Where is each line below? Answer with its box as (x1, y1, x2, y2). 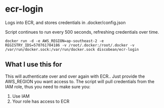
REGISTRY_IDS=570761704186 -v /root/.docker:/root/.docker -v (5, 43, 135, 47)
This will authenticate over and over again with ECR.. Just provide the (5, 73, 145, 79)
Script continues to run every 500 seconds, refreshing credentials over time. (5, 29, 159, 35)
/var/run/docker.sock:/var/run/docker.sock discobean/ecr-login (5, 47, 139, 52)
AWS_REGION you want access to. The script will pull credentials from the (5, 78, 155, 84)
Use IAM (12, 93, 30, 99)
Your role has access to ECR (12, 98, 70, 104)
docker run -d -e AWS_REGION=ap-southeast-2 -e (5, 38, 104, 43)
